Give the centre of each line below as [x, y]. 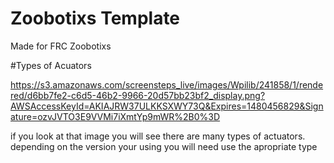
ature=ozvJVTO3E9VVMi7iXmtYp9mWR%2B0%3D [115, 116]
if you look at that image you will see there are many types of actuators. [158, 136]
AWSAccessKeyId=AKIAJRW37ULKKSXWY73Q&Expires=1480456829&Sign [167, 106]
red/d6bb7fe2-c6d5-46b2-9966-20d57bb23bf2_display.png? [138, 95]
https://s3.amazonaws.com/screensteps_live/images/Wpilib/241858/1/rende [167, 84]
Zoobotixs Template [95, 18]
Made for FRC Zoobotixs [61, 46]
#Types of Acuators [51, 65]
